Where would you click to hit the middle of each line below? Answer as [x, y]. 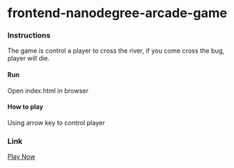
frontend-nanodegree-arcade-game [117, 13]
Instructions [29, 36]
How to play [25, 107]
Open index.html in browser [48, 90]
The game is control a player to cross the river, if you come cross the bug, [116, 51]
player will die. [29, 58]
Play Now [21, 157]
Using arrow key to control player [56, 122]
